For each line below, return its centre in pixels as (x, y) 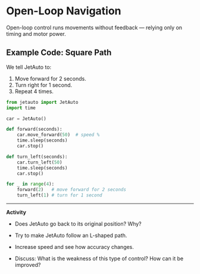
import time (21, 108)
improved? (28, 265)
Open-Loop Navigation (64, 11)
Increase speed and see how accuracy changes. (74, 247)
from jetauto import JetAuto (42, 102)
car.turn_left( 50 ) (40, 162)
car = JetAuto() (26, 118)
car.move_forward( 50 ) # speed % (58, 135)
